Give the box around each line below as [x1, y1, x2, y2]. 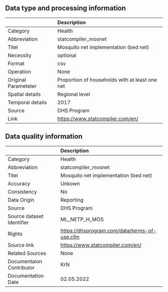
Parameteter [7, 82, 37, 89]
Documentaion [7, 258, 42, 265]
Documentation [7, 272, 44, 279]
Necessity [7, 52, 31, 59]
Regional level [57, 90, 90, 97]
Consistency [7, 188, 37, 195]
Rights [7, 230, 22, 237]
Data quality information [5, 132, 82, 141]
